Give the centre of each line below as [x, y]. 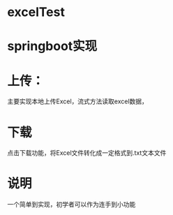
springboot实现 [52, 46]
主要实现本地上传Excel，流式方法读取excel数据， [78, 101]
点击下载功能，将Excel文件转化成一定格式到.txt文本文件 [87, 153]
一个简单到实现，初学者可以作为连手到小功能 [72, 205]
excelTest [36, 12]
